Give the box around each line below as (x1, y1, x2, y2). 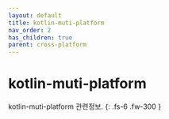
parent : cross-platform (8, 41, 87, 49)
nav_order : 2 (8, 26, 52, 34)
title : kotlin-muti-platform (8, 19, 105, 27)
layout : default (8, 11, 62, 20)
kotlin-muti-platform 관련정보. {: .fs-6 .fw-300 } (8, 102, 161, 111)
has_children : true (8, 33, 73, 42)
